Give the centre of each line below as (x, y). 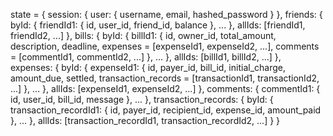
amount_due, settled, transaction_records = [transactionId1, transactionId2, (165, 78)
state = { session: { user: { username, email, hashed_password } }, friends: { (166, 14)
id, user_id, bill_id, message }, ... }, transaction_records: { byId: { (142, 99)
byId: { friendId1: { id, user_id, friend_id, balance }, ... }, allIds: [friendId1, (158, 25)
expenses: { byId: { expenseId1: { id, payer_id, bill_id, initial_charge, (148, 67)
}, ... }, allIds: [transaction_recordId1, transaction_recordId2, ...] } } (145, 120)
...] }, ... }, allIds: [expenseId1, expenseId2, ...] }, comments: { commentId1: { (165, 88)
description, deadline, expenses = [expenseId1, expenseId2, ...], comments (165, 46)
